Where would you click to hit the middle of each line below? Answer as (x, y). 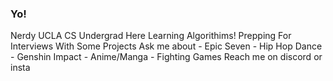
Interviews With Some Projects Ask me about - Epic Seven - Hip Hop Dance (166, 46)
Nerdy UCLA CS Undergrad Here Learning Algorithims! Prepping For (151, 36)
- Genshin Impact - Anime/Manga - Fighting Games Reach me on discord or (166, 57)
